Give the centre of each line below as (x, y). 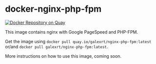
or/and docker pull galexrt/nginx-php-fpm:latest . (57, 46)
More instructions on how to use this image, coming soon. (63, 56)
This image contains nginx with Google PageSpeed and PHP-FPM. (72, 32)
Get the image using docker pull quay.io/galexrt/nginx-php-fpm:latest (78, 41)
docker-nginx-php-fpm (53, 9)
